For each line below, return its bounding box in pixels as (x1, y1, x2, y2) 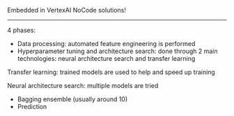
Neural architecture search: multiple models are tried (7, 82, 159, 89)
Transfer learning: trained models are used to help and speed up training (7, 68, 216, 76)
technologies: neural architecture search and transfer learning (17, 55, 196, 62)
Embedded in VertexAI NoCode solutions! (7, 6, 127, 14)
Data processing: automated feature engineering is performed (17, 40, 196, 48)
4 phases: (7, 26, 36, 34)
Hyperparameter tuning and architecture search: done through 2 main (17, 47, 218, 55)
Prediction (17, 103, 47, 110)
